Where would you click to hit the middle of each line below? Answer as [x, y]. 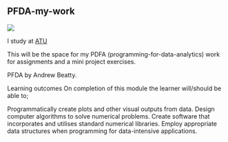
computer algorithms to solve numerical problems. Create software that [108, 116]
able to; [18, 95]
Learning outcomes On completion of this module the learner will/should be [114, 88]
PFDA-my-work [41, 11]
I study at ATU [27, 41]
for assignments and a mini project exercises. [72, 61]
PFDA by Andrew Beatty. [42, 74]
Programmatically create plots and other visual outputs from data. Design [111, 109]
